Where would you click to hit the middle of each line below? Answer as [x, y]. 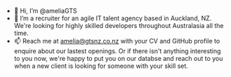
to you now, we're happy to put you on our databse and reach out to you [118, 58]
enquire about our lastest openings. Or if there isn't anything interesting [117, 51]
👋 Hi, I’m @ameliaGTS [45, 11]
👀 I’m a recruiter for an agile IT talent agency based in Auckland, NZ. [113, 18]
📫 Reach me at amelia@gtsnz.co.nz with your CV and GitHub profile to [117, 41]
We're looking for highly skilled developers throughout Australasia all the [119, 26]
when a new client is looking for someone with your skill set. [101, 66]
